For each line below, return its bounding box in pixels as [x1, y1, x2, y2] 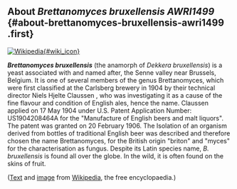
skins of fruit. [7, 159, 46, 168]
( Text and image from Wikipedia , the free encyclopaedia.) [7, 173, 177, 181]
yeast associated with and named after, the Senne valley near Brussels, [7, 68, 216, 77]
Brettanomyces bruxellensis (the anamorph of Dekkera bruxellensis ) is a [7, 61, 223, 69]
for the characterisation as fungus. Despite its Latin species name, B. [7, 144, 209, 153]
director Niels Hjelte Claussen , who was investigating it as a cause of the [7, 91, 223, 99]
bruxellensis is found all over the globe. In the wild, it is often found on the [7, 151, 224, 160]
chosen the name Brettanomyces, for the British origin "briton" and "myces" [7, 136, 230, 145]
